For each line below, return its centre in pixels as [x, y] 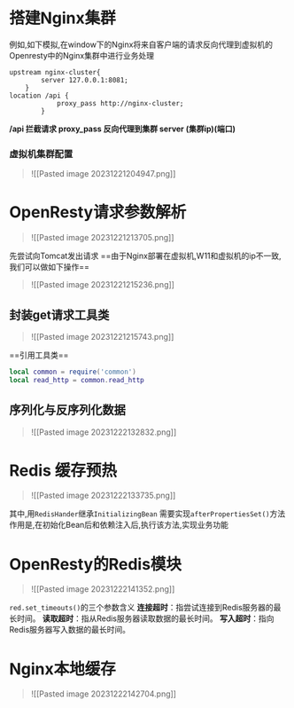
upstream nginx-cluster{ [55, 72]
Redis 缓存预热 [63, 470]
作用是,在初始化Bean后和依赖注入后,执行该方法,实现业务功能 [119, 525]
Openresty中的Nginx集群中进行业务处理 [82, 55]
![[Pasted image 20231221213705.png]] [102, 238]
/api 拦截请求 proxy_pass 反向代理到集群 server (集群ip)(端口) [123, 129]
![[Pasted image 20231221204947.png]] [103, 174]
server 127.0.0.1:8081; [85, 80]
